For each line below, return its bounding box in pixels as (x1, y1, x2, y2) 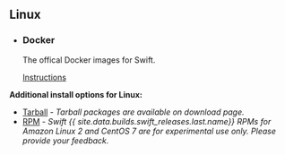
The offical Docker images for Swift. (22, 54, 156, 65)
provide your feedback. (22, 134, 109, 146)
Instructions (22, 72, 67, 82)
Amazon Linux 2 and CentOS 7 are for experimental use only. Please (22, 125, 276, 136)
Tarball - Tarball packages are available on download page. (22, 107, 245, 117)
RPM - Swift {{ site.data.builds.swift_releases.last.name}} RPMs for (22, 116, 272, 126)
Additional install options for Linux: (9, 89, 143, 99)
